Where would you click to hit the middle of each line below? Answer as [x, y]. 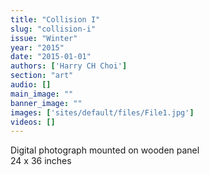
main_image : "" [42, 94]
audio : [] [31, 85]
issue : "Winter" [44, 38]
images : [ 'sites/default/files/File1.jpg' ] [102, 112]
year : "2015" [37, 47]
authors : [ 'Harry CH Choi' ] [69, 66]
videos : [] [33, 122]
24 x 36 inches [41, 161]
